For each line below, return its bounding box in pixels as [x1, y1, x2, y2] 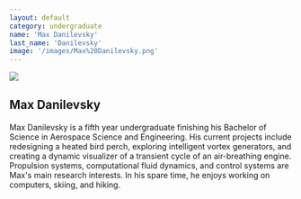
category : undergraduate [9, 22, 102, 31]
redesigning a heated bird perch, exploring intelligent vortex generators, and [9, 141, 292, 152]
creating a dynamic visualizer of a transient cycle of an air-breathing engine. [9, 150, 292, 162]
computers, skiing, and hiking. [9, 179, 121, 190]
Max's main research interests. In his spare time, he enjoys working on [9, 170, 270, 181]
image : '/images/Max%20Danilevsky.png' [9, 47, 159, 56]
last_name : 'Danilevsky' [9, 38, 102, 48]
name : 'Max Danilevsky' [9, 30, 99, 39]
